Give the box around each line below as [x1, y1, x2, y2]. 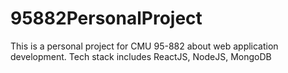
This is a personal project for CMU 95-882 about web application [10, 40, 279, 52]
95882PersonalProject [10, 7, 203, 30]
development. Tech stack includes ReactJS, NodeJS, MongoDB [10, 50, 272, 62]
